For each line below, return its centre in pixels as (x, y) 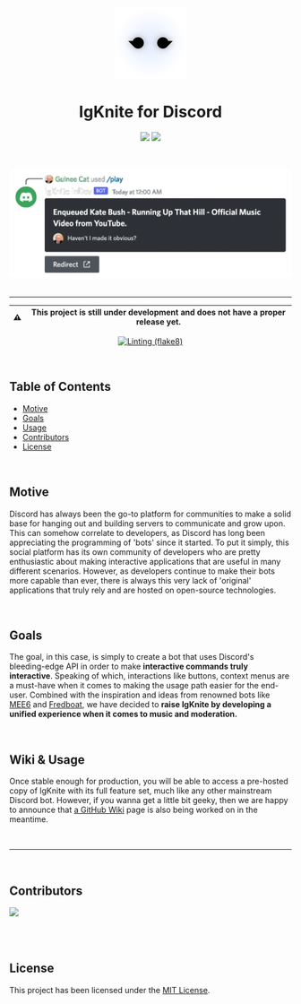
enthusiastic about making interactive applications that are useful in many (145, 561)
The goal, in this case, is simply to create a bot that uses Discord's (132, 657)
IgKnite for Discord (150, 112)
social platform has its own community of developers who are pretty (135, 551)
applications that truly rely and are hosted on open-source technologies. (143, 590)
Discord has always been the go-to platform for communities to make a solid (150, 514)
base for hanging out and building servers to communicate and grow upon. (147, 523)
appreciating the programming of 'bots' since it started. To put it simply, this (149, 542)
